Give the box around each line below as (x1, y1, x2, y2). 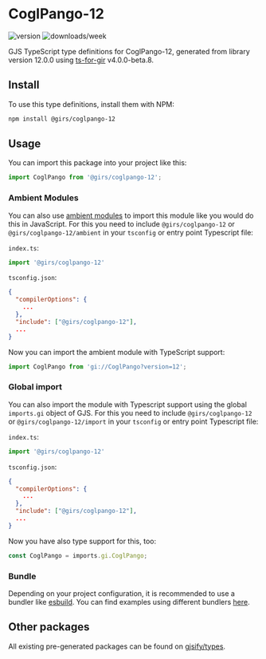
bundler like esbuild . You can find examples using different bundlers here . (8, 597, 251, 606)
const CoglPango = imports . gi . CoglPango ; (8, 551, 148, 559)
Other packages (8, 620, 90, 634)
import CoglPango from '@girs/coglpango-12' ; (8, 173, 162, 182)
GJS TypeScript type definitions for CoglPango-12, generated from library (8, 46, 251, 56)
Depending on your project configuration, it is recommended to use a (8, 588, 235, 598)
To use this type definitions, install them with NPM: (8, 99, 175, 109)
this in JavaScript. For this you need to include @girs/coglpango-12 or (8, 219, 235, 228)
